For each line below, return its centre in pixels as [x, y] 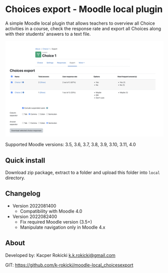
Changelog [23, 194]
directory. [15, 178]
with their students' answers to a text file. [48, 34]
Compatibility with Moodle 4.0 [51, 211]
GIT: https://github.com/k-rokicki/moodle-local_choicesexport [69, 265]
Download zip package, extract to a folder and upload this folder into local [82, 172]
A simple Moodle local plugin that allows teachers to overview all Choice [80, 23]
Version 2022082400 [35, 216]
